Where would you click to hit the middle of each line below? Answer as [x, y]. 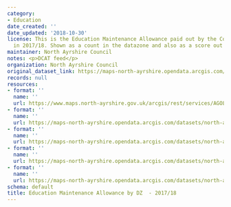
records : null [27, 78]
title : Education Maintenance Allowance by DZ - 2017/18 [92, 193]
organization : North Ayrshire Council [63, 65]
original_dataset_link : [41, 71]
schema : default [30, 187]
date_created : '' [32, 26]
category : [21, 13]
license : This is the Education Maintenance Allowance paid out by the [112, 39]
